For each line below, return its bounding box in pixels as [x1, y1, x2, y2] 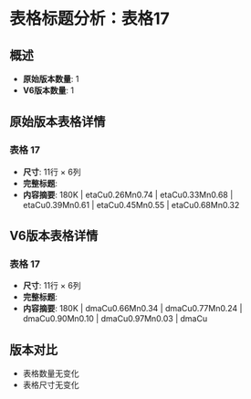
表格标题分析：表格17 [9, 8, 171, 29]
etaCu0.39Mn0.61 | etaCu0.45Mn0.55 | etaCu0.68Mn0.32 [22, 199, 240, 210]
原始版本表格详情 [9, 114, 106, 130]
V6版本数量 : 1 [22, 85, 75, 96]
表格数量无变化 [22, 368, 79, 379]
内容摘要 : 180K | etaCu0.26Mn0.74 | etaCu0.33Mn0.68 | [22, 189, 234, 200]
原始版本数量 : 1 [22, 74, 79, 84]
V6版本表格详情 [9, 228, 99, 244]
